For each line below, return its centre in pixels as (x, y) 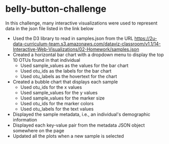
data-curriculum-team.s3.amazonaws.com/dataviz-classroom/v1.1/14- (87, 43)
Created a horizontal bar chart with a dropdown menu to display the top (88, 55)
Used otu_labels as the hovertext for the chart (69, 76)
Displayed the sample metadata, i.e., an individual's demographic (81, 114)
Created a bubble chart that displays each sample (65, 82)
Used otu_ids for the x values (51, 87)
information (25, 119)
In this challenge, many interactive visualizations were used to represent (81, 23)
